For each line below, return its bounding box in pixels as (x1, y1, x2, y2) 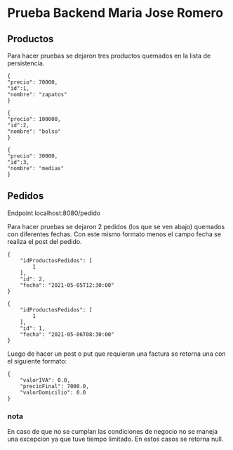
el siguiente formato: (7, 356, 67, 365)
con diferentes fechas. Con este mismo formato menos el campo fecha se (7, 230, 222, 238)
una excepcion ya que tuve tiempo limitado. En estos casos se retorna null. (7, 435, 224, 444)
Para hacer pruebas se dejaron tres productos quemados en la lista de (7, 51, 211, 60)
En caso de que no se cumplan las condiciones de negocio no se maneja (7, 427, 218, 436)
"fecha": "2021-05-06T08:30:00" (20, 330, 114, 338)
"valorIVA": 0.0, (20, 376, 71, 384)
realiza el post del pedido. (7, 237, 82, 245)
